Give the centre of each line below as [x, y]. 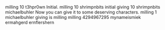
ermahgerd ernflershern [30, 22]
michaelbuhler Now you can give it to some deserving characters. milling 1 [81, 12]
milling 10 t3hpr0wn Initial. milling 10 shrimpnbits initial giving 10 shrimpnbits [83, 7]
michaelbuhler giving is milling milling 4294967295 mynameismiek [73, 17]
